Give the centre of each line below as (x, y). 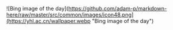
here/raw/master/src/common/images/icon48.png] (70, 15)
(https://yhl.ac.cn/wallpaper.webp (49, 21)
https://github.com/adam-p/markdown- (117, 9)
